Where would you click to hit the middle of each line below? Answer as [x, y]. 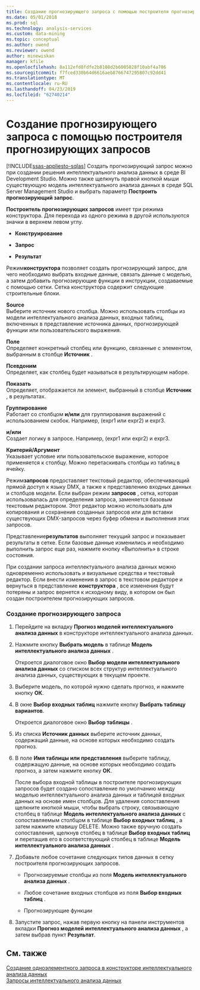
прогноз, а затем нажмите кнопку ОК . [63, 770]
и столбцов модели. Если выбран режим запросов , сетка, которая [92, 493]
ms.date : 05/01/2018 [32, 17]
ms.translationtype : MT [36, 78]
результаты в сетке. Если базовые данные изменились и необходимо [95, 542]
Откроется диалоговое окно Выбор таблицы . [74, 722]
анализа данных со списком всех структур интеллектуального [96, 669]
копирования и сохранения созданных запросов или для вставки [90, 512]
